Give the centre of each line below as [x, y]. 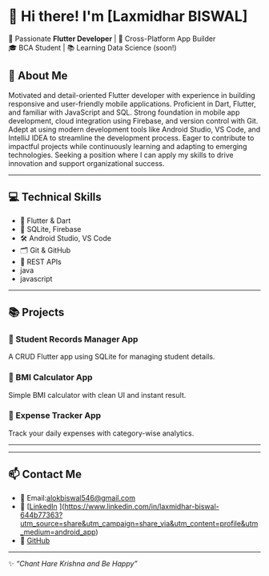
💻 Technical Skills [55, 197]
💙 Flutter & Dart [45, 221]
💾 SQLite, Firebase [50, 229]
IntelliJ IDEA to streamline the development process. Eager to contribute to [131, 138]
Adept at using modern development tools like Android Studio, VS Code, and [134, 129]
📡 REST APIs [40, 262]
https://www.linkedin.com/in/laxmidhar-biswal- [141, 506]
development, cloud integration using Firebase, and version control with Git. [133, 120]
